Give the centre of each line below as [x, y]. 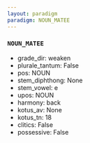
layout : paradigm [32, 14]
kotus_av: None [40, 110]
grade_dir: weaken [44, 58]
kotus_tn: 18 [35, 117]
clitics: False [35, 125]
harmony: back [39, 103]
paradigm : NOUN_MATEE [39, 20]
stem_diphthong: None [50, 80]
